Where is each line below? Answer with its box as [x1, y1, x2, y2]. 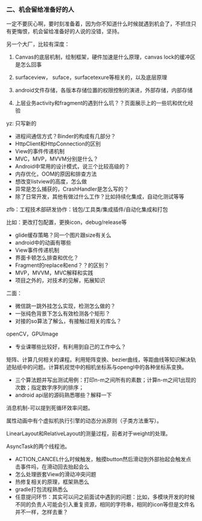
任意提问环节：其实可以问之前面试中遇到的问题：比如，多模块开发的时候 [14, 493, 195, 500]
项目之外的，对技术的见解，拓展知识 [14, 276, 106, 284]
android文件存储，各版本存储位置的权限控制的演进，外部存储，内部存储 [14, 86, 193, 94]
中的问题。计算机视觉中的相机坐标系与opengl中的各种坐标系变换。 [22, 363, 188, 371]
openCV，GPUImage [6, 330, 58, 337]
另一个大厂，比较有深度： [6, 40, 70, 48]
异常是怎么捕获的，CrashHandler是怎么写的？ [14, 185, 129, 193]
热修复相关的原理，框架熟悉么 [14, 478, 89, 485]
